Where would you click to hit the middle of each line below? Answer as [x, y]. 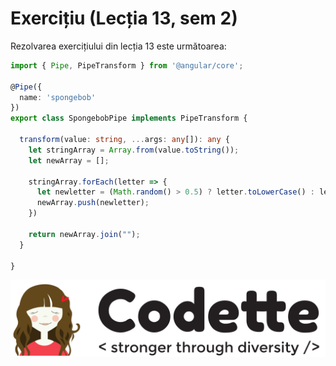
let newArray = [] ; [69, 160]
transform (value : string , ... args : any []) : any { [124, 140]
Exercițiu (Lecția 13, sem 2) [124, 18]
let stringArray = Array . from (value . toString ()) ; [134, 150]
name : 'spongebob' [58, 97]
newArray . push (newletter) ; [93, 203]
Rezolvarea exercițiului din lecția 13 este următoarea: [118, 46]
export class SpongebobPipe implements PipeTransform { [129, 118]
